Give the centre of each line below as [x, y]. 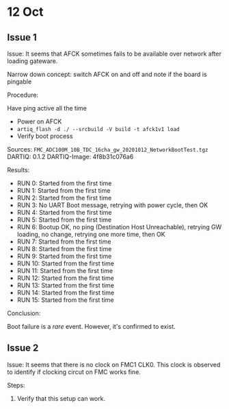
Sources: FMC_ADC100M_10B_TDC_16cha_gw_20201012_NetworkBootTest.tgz [108, 149]
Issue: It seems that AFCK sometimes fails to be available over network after [114, 54]
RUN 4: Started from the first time [64, 212]
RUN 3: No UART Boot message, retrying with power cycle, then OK [112, 205]
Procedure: [23, 95]
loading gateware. [32, 61]
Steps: [16, 385]
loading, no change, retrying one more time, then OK [91, 234]
